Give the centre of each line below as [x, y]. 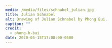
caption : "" [18, 24]
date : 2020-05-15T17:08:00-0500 [39, 38]
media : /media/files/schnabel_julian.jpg [50, 10]
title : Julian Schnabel [30, 14]
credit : [13, 28]
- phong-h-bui [25, 33]
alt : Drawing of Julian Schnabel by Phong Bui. [57, 19]
